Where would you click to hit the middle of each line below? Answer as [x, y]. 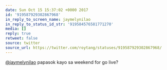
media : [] [16, 29]
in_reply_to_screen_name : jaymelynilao [48, 19]
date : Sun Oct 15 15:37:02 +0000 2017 [47, 10]
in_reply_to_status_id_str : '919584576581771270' [60, 24]
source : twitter [23, 43]
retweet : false [22, 39]
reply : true [18, 33]
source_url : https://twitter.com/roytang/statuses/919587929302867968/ [83, 48]
